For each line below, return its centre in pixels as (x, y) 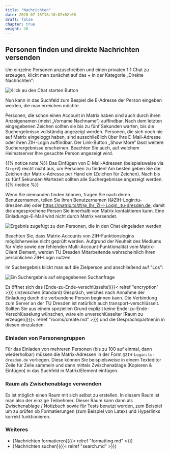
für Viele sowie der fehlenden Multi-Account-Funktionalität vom (72, 247)
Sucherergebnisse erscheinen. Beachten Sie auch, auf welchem (73, 147)
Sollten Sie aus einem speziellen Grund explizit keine (61, 309)
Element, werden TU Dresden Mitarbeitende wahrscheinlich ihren (87, 252)
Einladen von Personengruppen (45, 338)
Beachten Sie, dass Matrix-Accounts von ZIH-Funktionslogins (70, 236)
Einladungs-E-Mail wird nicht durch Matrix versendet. (61, 216)
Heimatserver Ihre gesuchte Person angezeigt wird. (59, 153)
